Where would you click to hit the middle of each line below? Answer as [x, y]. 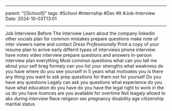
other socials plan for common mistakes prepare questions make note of [82, 39]
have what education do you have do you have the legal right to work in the [85, 88]
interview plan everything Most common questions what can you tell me [81, 60]
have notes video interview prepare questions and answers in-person [79, 55]
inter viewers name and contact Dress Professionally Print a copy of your [82, 44]
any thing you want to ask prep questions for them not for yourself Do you [83, 77]
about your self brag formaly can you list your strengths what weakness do [84, 66]
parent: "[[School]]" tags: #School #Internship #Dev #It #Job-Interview [80, 13]
